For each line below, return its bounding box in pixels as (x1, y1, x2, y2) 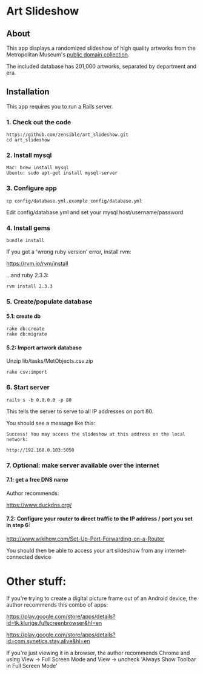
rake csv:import (6, 369, 47, 376)
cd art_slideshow (6, 137, 50, 143)
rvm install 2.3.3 (6, 283, 53, 289)
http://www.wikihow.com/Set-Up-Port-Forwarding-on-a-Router (6, 535, 165, 542)
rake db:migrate (6, 331, 47, 337)
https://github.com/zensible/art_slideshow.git (6, 132, 129, 138)
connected (6, 553, 33, 561)
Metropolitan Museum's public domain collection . (6, 51, 130, 58)
